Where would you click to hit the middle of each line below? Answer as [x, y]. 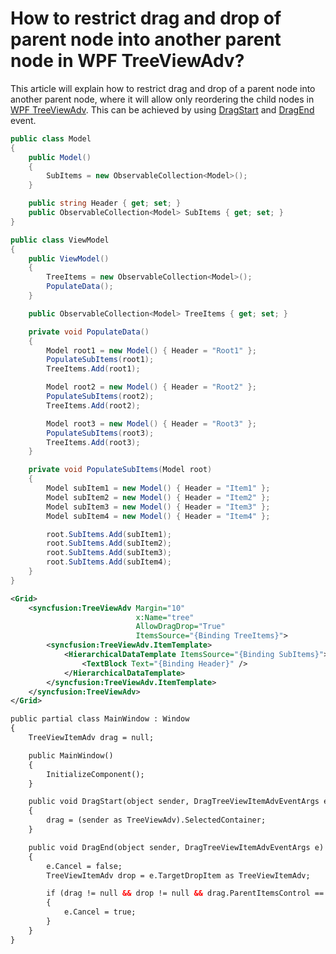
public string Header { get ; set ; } [105, 203]
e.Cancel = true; [100, 912]
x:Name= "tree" [165, 617]
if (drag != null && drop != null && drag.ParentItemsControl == [185, 893]
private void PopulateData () [89, 332]
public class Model [51, 138]
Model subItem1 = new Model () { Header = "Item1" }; [158, 488]
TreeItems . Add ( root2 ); [93, 405]
